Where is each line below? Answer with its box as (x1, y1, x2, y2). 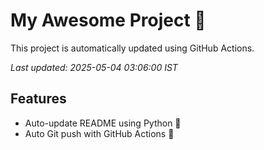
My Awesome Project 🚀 (10, 9, 207, 32)
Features (10, 90, 67, 108)
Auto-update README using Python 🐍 (24, 117, 182, 129)
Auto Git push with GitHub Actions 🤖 (24, 127, 175, 139)
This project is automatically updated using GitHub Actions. (10, 42, 255, 54)
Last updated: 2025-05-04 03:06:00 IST (10, 61, 178, 73)
